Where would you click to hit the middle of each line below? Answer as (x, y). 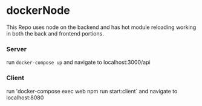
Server (17, 49)
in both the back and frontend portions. (55, 33)
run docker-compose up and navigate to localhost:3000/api (78, 62)
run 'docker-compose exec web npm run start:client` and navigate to (92, 91)
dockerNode (38, 11)
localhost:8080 (25, 98)
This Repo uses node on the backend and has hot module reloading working (101, 27)
